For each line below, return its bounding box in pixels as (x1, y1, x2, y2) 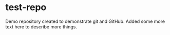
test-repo (5, 2, 47, 13)
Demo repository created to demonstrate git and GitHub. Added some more (5, 18, 165, 24)
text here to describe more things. (5, 23, 77, 29)
